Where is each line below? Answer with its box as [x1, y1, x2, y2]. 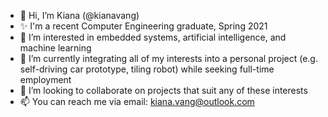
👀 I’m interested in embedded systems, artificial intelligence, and [19, 31, 287, 43]
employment [19, 74, 72, 85]
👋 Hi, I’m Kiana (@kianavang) [19, 10, 140, 21]
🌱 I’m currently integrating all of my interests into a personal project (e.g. [19, 53, 318, 64]
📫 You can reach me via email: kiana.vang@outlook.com [19, 96, 255, 107]
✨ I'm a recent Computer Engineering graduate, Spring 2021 [19, 20, 268, 32]
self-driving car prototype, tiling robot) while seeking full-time [19, 63, 275, 75]
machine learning [19, 42, 92, 54]
